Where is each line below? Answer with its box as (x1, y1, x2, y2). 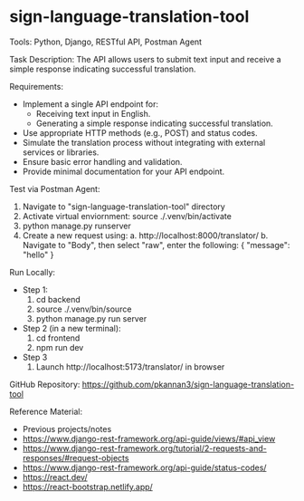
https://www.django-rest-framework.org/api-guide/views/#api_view (22, 433, 276, 444)
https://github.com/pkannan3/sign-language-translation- (81, 379, 295, 390)
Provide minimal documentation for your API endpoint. (22, 166, 225, 177)
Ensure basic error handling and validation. (22, 156, 183, 167)
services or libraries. (22, 147, 100, 158)
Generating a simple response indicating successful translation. (35, 118, 273, 129)
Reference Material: (9, 406, 83, 417)
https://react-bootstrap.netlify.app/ (22, 481, 154, 492)
